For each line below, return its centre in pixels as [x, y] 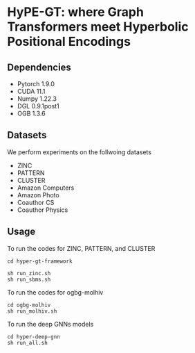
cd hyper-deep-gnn [34, 337]
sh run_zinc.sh [29, 273]
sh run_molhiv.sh [32, 311]
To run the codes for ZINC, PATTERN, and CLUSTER [81, 248]
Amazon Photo [38, 195]
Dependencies [39, 67]
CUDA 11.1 [31, 91]
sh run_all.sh [28, 343]
